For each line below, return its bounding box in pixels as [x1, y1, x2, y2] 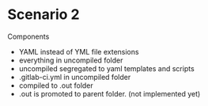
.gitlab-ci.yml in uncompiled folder [18, 72, 131, 81]
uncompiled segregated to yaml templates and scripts [18, 63, 195, 73]
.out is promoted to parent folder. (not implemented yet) [18, 89, 201, 98]
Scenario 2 [7, 6, 80, 24]
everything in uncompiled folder [18, 55, 123, 65]
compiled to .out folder [18, 81, 94, 90]
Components [7, 32, 50, 41]
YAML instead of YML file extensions [18, 47, 139, 56]
